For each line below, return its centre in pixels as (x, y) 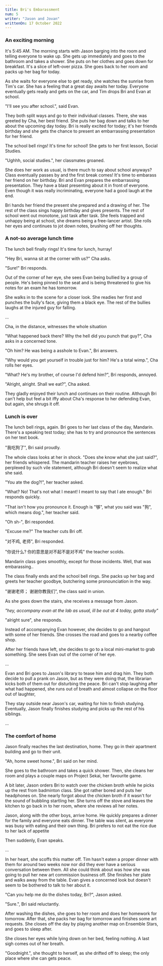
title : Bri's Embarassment (32, 10)
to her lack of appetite (27, 831)
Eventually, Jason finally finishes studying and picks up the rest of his (75, 709)
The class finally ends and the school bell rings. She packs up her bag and (80, 576)
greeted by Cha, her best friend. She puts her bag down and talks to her (77, 120)
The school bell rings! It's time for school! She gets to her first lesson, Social (81, 146)
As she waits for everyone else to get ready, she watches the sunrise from (80, 81)
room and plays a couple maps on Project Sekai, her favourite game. (73, 776)
